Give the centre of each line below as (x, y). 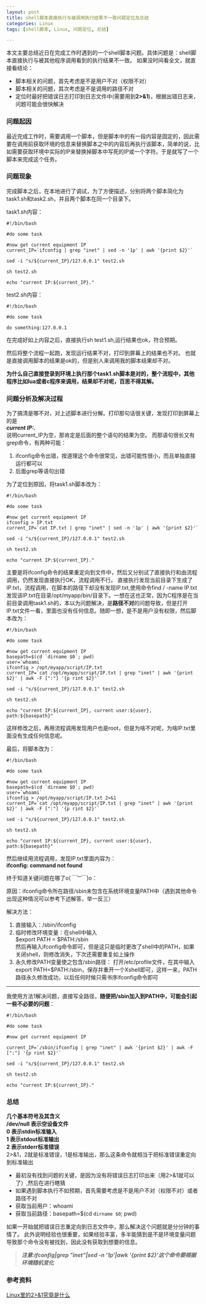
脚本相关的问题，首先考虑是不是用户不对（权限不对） (82, 81)
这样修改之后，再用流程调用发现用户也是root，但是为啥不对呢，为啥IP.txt (98, 728)
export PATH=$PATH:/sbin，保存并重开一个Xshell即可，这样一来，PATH (106, 970)
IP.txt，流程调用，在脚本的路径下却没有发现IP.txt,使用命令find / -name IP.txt (102, 588)
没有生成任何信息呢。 (38, 736)
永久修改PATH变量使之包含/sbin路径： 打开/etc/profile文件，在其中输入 (105, 962)
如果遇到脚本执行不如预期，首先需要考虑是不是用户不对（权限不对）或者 (106, 1190)
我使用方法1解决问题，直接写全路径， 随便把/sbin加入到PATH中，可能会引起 (102, 996)
